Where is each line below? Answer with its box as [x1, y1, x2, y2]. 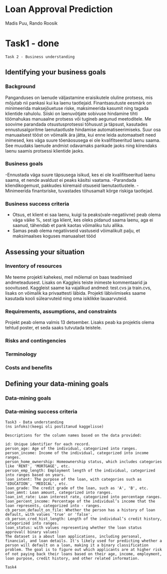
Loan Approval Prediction [5, 4, 113, 15]
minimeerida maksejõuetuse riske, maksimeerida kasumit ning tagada [5, 105, 149, 111]
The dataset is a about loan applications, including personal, [5, 534, 142, 539]
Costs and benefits [5, 364, 52, 371]
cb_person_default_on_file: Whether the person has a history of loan [5, 507, 155, 513]
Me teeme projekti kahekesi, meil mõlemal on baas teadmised [5, 274, 132, 280]
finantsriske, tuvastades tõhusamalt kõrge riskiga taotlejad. [31, 187, 153, 194]
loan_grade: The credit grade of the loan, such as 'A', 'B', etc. [5, 486, 149, 491]
